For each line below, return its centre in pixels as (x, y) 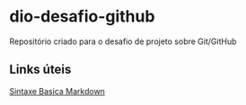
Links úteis (40, 70)
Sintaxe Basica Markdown (57, 91)
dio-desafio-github (82, 17)
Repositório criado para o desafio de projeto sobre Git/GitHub (123, 41)
